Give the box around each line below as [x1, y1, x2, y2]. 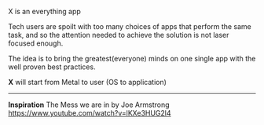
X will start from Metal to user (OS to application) [8, 78, 167, 86]
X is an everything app [8, 7, 81, 16]
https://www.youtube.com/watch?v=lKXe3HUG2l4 [8, 108, 171, 117]
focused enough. [8, 39, 64, 48]
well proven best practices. [8, 62, 96, 72]
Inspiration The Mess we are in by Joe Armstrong [8, 100, 170, 109]
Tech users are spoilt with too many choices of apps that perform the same [8, 22, 251, 31]
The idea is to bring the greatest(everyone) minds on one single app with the [8, 54, 256, 63]
